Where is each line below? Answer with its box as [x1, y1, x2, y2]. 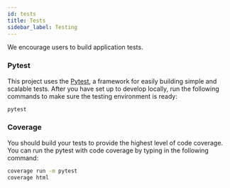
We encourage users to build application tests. [7, 43, 143, 52]
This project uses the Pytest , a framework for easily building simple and [7, 77, 217, 85]
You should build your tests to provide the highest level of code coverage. [7, 138, 224, 147]
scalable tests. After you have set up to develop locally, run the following [7, 84, 220, 93]
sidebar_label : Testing [7, 23, 78, 31]
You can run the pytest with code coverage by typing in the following [7, 146, 209, 155]
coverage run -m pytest [7, 167, 78, 175]
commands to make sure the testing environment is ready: [7, 92, 177, 100]
